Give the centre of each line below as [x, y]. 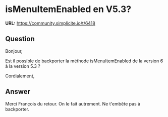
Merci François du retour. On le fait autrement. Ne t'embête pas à [73, 103]
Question [20, 39]
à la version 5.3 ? [23, 66]
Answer [18, 92]
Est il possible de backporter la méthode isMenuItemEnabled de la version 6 [84, 61]
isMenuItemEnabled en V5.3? [68, 9]
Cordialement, [20, 76]
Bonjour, [14, 51]
